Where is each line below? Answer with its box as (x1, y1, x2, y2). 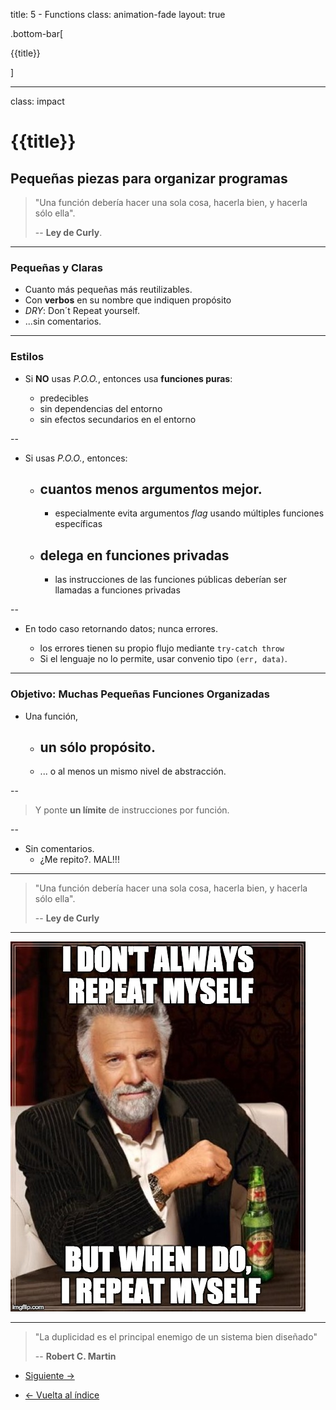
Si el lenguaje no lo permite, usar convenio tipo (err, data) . (39, 653, 288, 665)
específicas (54, 518, 103, 530)
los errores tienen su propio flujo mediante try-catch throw (39, 642, 285, 654)
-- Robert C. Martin (34, 1350, 117, 1363)
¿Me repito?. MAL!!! (39, 854, 120, 866)
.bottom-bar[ (10, 28, 64, 39)
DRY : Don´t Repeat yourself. (24, 305, 140, 317)
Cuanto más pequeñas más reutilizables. (24, 284, 193, 296)
